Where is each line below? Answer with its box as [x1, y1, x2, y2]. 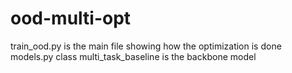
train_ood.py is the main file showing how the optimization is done [10, 40, 282, 52]
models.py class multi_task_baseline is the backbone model [10, 50, 257, 62]
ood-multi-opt [10, 7, 132, 30]
